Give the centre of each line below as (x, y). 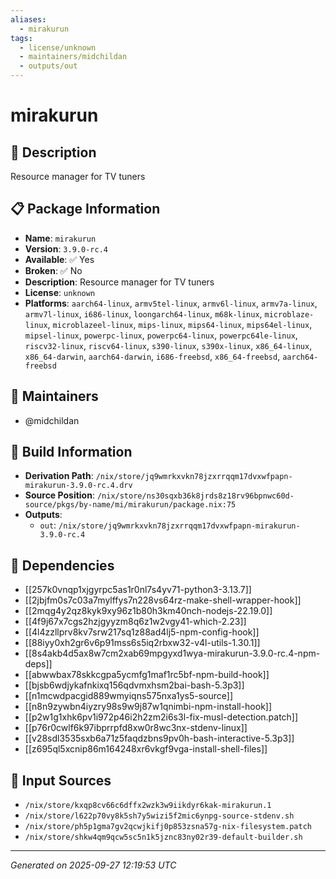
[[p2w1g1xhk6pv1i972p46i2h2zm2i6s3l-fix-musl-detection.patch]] (161, 717)
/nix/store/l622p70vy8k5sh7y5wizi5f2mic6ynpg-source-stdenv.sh (159, 816)
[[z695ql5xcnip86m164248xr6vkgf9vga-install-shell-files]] (146, 749)
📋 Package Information (85, 209)
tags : (21, 38)
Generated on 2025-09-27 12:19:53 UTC (93, 865)
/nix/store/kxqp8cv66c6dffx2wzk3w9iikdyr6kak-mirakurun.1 (148, 806)
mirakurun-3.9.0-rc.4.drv (78, 486)
